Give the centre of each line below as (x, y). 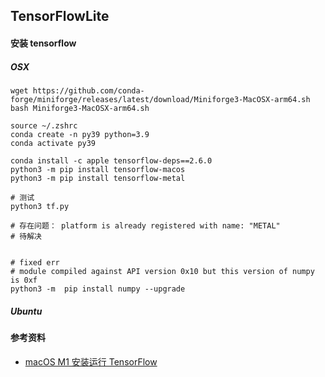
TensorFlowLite (60, 16)
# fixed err (35, 262)
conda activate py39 (53, 143)
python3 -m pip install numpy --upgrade (98, 289)
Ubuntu (26, 311)
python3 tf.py (40, 206)
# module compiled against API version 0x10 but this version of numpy (162, 271)
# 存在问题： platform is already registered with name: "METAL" (145, 225)
